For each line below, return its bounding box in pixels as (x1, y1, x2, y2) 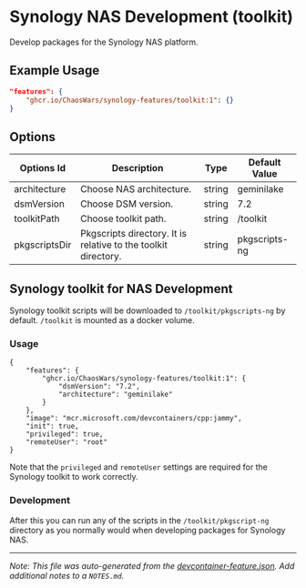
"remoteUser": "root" (25, 438, 107, 447)
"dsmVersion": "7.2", (57, 382, 141, 391)
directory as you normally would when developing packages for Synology (9, 524, 286, 535)
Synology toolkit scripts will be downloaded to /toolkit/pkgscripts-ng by (9, 305, 286, 316)
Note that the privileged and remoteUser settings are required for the (9, 461, 269, 472)
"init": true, (25, 421, 79, 431)
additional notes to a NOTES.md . (9, 570, 125, 581)
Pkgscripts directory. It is (80, 228, 187, 240)
